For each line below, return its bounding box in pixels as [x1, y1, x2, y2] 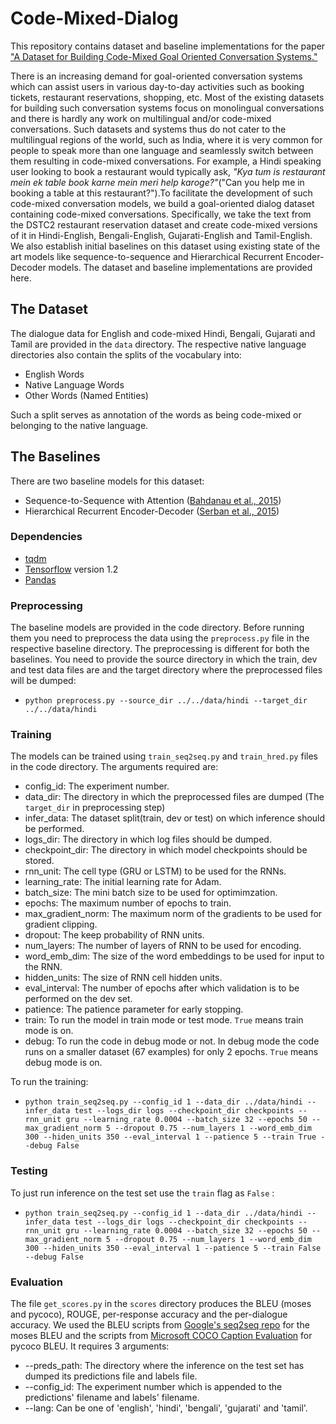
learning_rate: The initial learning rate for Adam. [24, 876, 222, 888]
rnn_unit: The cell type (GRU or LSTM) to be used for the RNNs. [24, 865, 287, 877]
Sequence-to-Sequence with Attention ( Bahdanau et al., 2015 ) [24, 494, 282, 506]
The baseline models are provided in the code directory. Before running [10, 622, 305, 634]
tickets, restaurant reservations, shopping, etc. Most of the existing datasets [10, 91, 325, 103]
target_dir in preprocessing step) [24, 802, 166, 814]
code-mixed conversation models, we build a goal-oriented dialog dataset [10, 197, 315, 209]
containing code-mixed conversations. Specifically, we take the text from [10, 208, 312, 220]
